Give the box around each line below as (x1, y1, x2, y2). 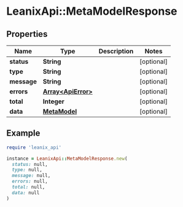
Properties (6, 29, 48, 39)
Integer (42, 97, 64, 106)
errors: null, (12, 178, 48, 185)
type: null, (12, 167, 43, 173)
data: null (12, 189, 40, 196)
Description (98, 47, 134, 55)
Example (6, 128, 41, 139)
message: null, (12, 173, 51, 179)
